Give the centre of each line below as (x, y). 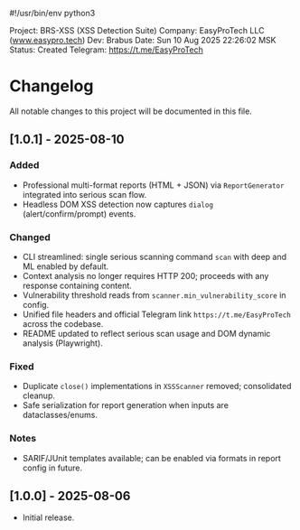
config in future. (52, 468)
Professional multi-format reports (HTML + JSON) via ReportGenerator (153, 185)
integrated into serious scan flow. (84, 194)
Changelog (52, 86)
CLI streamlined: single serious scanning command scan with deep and (155, 256)
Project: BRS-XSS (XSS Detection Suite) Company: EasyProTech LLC (137, 30)
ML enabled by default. (66, 266)
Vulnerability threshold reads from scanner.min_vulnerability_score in (154, 295)
